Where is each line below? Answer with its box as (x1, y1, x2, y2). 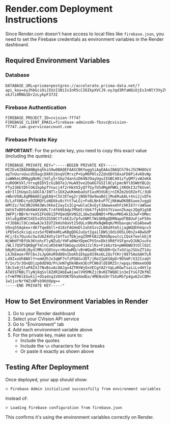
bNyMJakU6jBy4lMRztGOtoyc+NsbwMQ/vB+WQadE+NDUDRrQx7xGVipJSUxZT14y (5, 247, 152, 252)
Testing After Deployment (5, 363, 89, 372)
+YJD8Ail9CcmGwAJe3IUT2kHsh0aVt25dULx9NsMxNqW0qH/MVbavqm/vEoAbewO (5, 221, 152, 226)
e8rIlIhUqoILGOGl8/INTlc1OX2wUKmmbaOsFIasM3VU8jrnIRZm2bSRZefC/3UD (5, 189, 152, 195)
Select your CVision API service (12, 316, 79, 322)
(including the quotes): (5, 153, 53, 159)
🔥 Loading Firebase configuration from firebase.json (5, 405, 122, 410)
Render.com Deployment (5, 3, 113, 15)
